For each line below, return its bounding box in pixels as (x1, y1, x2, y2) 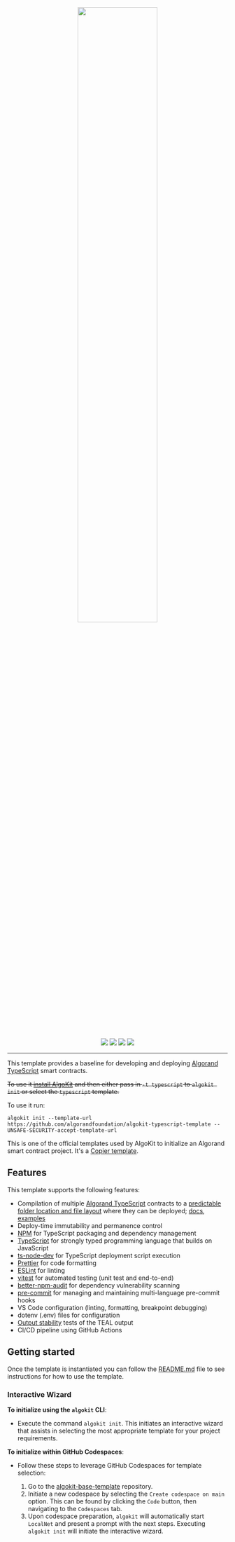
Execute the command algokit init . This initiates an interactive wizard (17, 1419, 223, 1427)
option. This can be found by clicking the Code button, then (27, 1496, 197, 1506)
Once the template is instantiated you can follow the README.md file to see (7, 1365, 225, 1373)
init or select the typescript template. (7, 1088, 120, 1096)
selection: (17, 1468, 46, 1477)
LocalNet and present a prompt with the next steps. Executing (27, 1519, 206, 1527)
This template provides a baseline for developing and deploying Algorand (7, 1059, 219, 1067)
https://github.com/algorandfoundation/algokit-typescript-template (7, 1121, 211, 1128)
